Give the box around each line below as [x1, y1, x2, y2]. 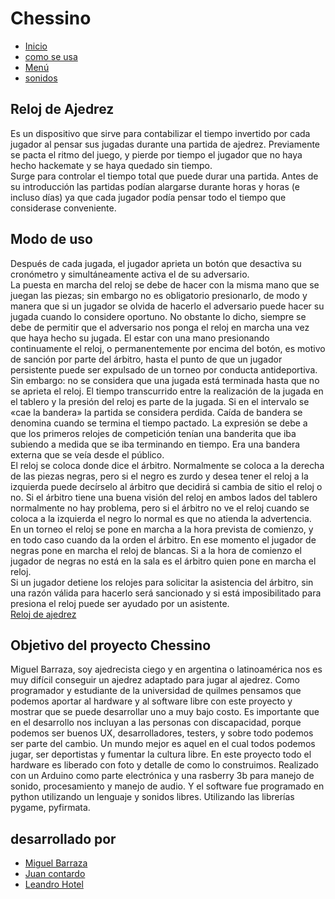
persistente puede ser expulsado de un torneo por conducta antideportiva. [10, 363, 318, 376]
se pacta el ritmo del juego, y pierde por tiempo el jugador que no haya [10, 148, 303, 161]
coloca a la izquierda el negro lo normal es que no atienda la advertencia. [10, 512, 312, 524]
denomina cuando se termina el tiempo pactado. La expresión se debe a [10, 417, 308, 429]
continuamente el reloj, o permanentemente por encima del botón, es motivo [10, 342, 326, 354]
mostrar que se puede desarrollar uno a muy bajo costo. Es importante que [10, 706, 320, 718]
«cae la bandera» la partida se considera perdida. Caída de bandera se [10, 406, 303, 418]
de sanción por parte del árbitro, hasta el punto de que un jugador [10, 353, 283, 365]
